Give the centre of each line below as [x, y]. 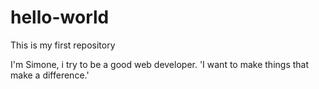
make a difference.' [50, 75]
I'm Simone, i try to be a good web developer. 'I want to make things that [160, 64]
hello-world [60, 17]
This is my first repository [63, 45]
